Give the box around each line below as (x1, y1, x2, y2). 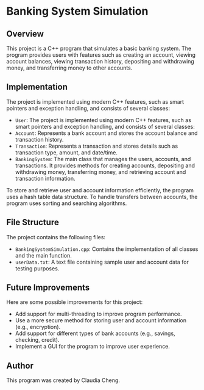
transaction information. (15, 175, 76, 182)
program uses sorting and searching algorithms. (6, 200, 127, 207)
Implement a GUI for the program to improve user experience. (15, 343, 171, 350)
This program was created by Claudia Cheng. (6, 377, 121, 384)
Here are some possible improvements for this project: (6, 298, 143, 306)
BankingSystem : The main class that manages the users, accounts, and (15, 155, 191, 162)
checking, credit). (15, 336, 60, 344)
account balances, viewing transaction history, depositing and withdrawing (6, 58, 195, 65)
